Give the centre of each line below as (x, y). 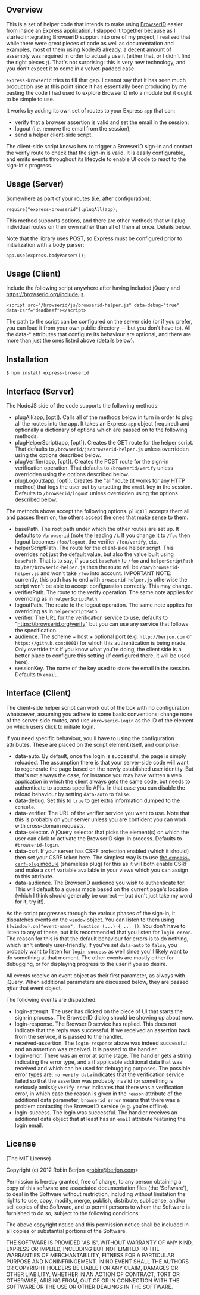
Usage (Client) (34, 274)
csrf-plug (27, 864)
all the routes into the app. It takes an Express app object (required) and (102, 424)
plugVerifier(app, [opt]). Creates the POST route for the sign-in (92, 462)
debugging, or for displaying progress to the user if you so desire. (87, 964)
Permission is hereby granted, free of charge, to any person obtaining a (94, 1181)
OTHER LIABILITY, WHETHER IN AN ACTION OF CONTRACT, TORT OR (93, 1274)
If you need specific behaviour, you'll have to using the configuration (90, 738)
